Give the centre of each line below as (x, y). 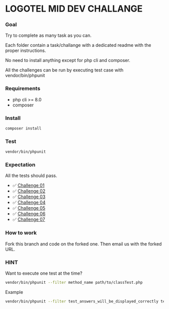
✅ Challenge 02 (29, 191)
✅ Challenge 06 (29, 214)
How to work (21, 233)
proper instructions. (26, 50)
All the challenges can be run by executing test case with (64, 70)
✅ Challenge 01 (28, 186)
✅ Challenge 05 (29, 208)
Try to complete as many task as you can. (49, 35)
